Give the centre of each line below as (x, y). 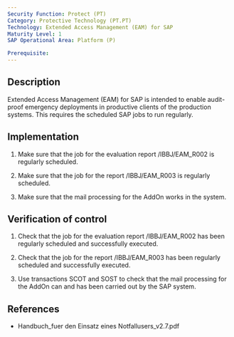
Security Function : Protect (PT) (57, 14)
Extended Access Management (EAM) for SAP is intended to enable (107, 99)
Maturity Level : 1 (34, 34)
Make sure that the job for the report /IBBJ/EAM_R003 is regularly (114, 175)
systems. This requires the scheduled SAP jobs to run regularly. (100, 114)
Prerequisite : (28, 53)
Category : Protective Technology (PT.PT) (70, 21)
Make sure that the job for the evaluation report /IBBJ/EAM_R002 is (116, 154)
